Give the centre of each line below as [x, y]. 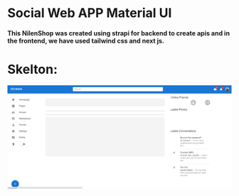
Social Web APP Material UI [90, 13]
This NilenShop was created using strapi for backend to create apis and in [118, 33]
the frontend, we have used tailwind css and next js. [86, 40]
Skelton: [33, 69]
